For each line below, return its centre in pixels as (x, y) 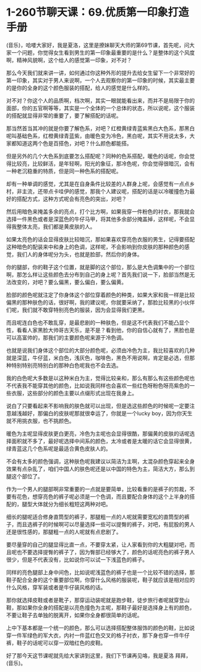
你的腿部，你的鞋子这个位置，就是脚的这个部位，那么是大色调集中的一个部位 (100, 267)
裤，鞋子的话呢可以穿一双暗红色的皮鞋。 (56, 643)
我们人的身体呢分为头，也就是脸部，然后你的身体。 (79, 254)
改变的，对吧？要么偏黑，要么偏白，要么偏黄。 (69, 282)
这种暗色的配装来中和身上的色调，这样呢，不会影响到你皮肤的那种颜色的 (95, 247)
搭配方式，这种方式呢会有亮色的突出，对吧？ (71, 199)
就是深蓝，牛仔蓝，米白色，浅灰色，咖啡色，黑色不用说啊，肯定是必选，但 (98, 358)
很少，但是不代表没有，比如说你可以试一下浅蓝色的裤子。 (77, 559)
